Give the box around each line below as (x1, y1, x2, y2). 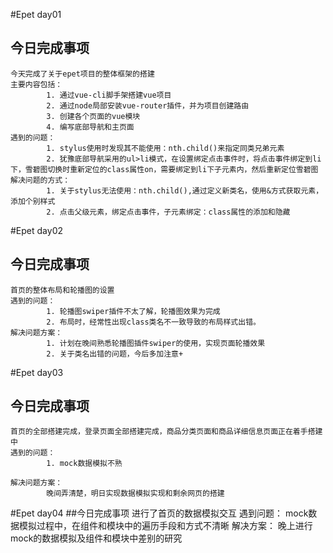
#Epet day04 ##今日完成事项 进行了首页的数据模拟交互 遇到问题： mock (10, 507, 309, 519)
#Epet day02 (10, 224, 63, 236)
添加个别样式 (10, 196, 56, 206)
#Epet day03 (10, 366, 64, 378)
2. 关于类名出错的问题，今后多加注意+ (46, 349, 184, 359)
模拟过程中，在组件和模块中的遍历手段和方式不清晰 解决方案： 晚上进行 (18, 520, 313, 532)
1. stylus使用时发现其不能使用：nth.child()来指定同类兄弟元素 (46, 143, 285, 153)
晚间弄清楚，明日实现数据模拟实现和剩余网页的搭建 (46, 489, 225, 499)
